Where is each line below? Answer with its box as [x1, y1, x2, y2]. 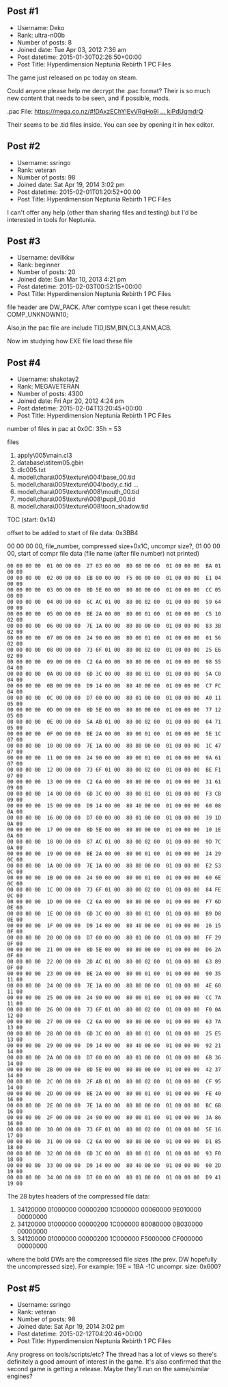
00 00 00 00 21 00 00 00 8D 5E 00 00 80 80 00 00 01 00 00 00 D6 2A [7, 946, 222, 953]
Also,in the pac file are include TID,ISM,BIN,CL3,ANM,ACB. [7, 323, 172, 332]
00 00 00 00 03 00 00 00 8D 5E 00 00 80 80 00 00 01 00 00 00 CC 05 [7, 587, 222, 593]
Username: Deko [16, 23, 65, 32]
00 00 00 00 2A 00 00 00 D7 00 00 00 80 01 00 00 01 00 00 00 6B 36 [7, 1055, 222, 1061]
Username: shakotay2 [16, 375, 79, 383]
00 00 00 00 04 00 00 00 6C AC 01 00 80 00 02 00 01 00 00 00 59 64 [7, 599, 222, 606]
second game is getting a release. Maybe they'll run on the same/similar [7, 1365, 210, 1373]
